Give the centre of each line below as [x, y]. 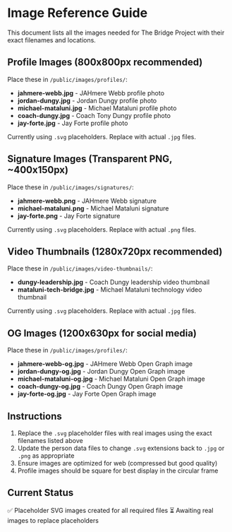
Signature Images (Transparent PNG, [90, 159]
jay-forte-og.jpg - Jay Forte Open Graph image [87, 394]
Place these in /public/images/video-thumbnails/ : [80, 268]
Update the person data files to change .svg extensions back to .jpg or [121, 448]
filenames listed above [50, 441]
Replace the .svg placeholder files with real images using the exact [115, 433]
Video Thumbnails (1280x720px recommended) [115, 251]
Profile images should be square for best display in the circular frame [118, 471]
